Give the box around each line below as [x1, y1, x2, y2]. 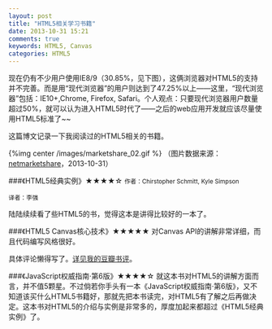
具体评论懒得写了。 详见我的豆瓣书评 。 [8, 254, 136, 263]
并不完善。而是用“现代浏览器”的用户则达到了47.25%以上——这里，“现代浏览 [8, 83, 264, 93]
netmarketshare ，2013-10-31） [8, 159, 113, 168]
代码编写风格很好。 [15, 237, 80, 246]
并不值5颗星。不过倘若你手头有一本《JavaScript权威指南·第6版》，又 [22, 282, 251, 291]
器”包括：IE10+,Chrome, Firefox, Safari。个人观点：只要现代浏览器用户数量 [8, 94, 258, 103]
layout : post [8, 11, 53, 20]
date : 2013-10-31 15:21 [8, 27, 89, 35]
